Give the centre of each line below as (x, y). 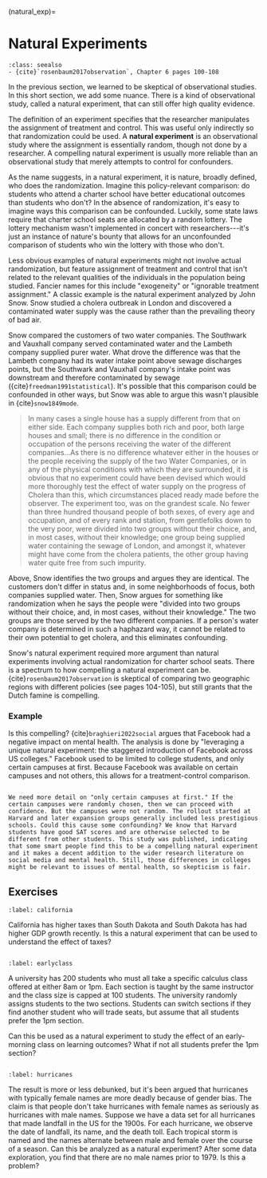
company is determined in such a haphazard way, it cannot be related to (127, 629)
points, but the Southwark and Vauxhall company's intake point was (120, 369)
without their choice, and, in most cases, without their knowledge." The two (132, 612)
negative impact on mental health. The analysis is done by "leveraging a (126, 742)
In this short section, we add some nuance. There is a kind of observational (132, 95)
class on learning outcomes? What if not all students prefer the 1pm (148, 1045)
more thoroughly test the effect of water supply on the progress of (137, 486)
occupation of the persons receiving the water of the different (129, 444)
